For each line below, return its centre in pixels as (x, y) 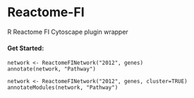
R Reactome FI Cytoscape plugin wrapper (68, 32)
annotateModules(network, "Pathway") (63, 88)
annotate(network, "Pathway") (52, 69)
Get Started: (26, 48)
